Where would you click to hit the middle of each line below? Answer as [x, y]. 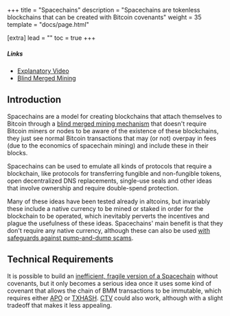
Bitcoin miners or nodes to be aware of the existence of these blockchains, [113, 131]
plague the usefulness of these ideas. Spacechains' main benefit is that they [115, 223]
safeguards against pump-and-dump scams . [70, 238]
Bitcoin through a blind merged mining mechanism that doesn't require [107, 124]
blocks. [18, 153]
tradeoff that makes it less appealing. [59, 305]
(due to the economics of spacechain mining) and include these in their [108, 145]
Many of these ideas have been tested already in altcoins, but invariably [109, 201]
